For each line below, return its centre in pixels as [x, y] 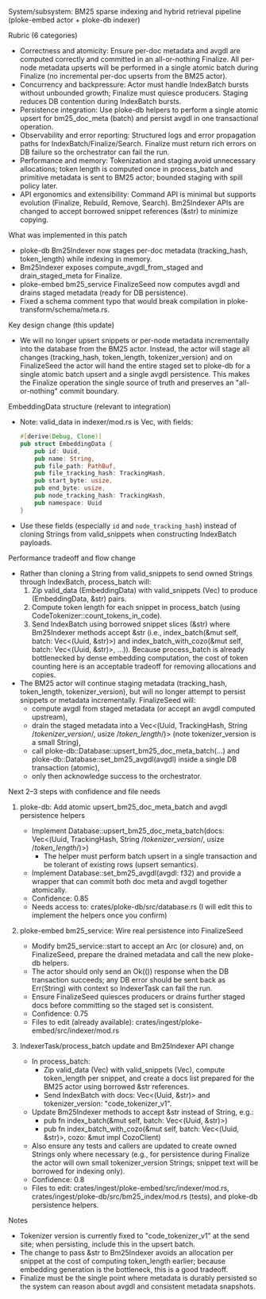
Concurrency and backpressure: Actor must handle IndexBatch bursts [134, 84]
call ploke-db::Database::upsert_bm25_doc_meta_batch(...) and [135, 750]
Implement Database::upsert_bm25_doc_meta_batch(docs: [128, 831]
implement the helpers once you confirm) [99, 915]
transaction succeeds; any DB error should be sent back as [129, 979]
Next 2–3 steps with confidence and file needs [85, 791]
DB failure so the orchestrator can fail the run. [94, 152]
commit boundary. [89, 391]
